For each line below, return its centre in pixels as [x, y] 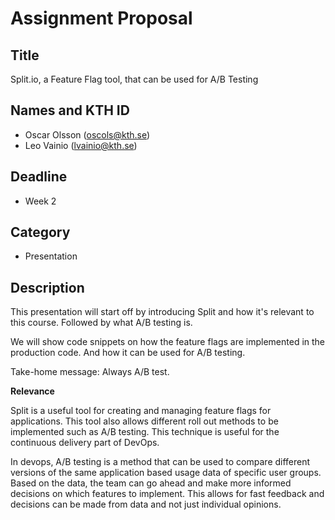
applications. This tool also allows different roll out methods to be [144, 421]
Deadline [39, 177]
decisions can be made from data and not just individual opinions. [146, 504]
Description [47, 287]
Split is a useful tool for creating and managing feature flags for [141, 411]
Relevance [32, 391]
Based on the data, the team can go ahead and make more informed [151, 483]
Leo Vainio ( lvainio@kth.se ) [81, 145]
